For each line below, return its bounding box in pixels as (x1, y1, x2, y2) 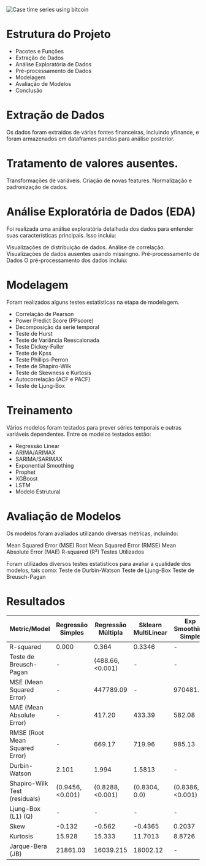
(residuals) (9, 794, 41, 803)
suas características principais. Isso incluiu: (6, 231, 116, 239)
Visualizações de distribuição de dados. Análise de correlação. (6, 243, 166, 251)
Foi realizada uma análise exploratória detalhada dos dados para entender (6, 225, 194, 233)
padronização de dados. (6, 183, 68, 190)
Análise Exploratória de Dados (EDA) (6, 205, 196, 218)
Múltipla (98, 628, 123, 636)
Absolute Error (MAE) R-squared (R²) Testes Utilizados (6, 548, 144, 555)
